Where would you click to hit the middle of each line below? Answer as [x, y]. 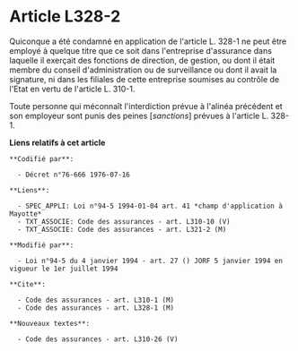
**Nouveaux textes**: [50, 323]
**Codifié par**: [42, 158]
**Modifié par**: [42, 245]
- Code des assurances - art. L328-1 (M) [96, 308]
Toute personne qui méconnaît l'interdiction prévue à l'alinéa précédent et [146, 106]
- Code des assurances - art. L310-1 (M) [96, 300]
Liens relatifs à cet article [57, 142]
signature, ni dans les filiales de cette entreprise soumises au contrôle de [145, 79]
